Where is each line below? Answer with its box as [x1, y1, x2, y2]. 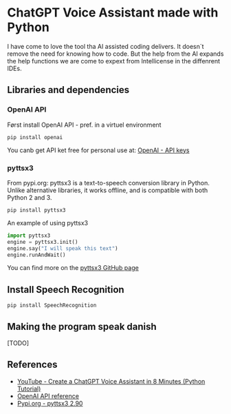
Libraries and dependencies [7, 84, 130, 96]
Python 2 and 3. [7, 193, 52, 201]
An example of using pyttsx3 [7, 218, 88, 227]
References [7, 359, 58, 371]
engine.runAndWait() [7, 251, 67, 258]
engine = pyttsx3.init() [7, 238, 78, 245]
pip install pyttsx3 [7, 207, 67, 214]
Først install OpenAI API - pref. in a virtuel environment [7, 121, 162, 129]
